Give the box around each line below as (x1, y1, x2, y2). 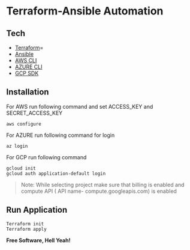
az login (6, 143, 28, 149)
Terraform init (6, 221, 44, 227)
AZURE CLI (14, 63, 43, 70)
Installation (6, 87, 49, 97)
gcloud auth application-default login (6, 170, 106, 177)
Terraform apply (6, 226, 47, 232)
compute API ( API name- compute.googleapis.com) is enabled (20, 187, 177, 195)
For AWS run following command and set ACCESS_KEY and (6, 103, 153, 110)
